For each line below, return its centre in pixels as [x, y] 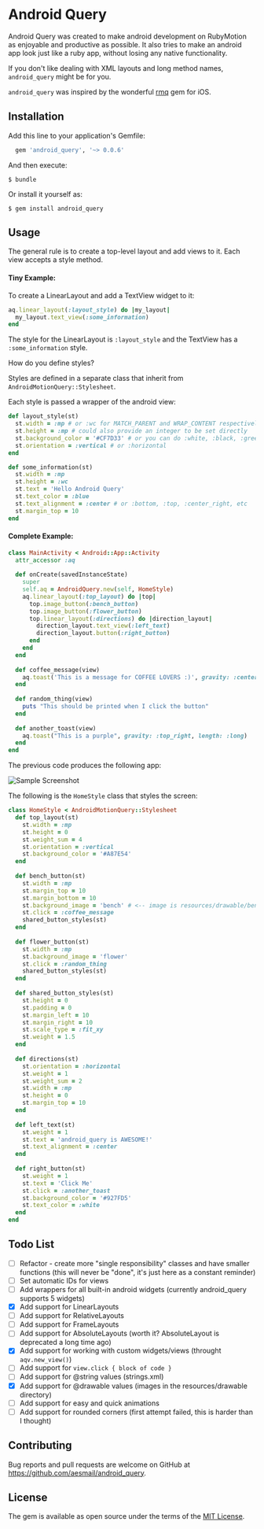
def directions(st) [47, 1059]
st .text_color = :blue [52, 497]
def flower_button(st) [52, 942]
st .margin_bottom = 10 [59, 898]
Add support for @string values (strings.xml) [92, 1377]
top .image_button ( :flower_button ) [86, 611]
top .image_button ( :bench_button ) [84, 604]
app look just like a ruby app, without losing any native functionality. [118, 53]
